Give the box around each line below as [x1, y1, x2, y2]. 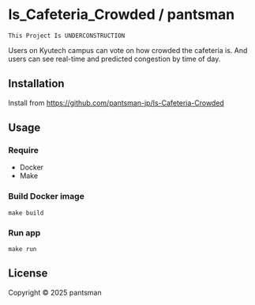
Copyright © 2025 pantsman [8, 288, 102, 297]
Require [8, 145, 39, 156]
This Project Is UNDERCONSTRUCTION [8, 32, 126, 40]
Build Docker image [8, 191, 84, 202]
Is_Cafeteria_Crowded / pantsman [8, 6, 235, 24]
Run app [8, 227, 41, 238]
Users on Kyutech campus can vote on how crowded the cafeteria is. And [8, 45, 248, 55]
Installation [8, 77, 65, 90]
